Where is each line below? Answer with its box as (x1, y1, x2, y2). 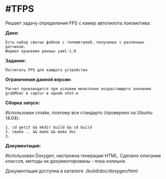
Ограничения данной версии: (5, 76, 72, 82)
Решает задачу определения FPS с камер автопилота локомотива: (5, 20, 151, 26)
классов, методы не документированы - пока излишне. (5, 158, 127, 164)
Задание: (5, 57, 26, 64)
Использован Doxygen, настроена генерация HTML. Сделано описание (5, 152, 161, 159)
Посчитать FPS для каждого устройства (5, 67, 88, 72)
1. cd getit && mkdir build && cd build (5, 124, 93, 130)
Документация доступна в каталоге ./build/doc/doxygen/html (5, 168, 138, 174)
